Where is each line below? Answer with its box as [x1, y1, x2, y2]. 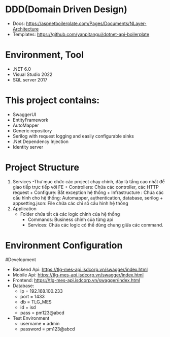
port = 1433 [20, 293, 45, 299]
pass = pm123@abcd [20, 310, 64, 316]
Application [12, 205, 37, 212]
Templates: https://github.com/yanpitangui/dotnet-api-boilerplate [12, 31, 150, 37]
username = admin [20, 320, 60, 326]
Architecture [12, 25, 39, 32]
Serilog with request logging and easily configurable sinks [12, 133, 134, 139]
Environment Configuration [5, 239, 123, 251]
